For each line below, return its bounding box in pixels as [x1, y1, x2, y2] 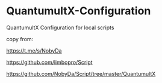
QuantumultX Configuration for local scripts [6, 24, 114, 31]
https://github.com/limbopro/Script [6, 59, 93, 66]
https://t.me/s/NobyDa [6, 47, 62, 54]
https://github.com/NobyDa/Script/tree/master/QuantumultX [6, 70, 156, 77]
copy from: [6, 35, 34, 42]
